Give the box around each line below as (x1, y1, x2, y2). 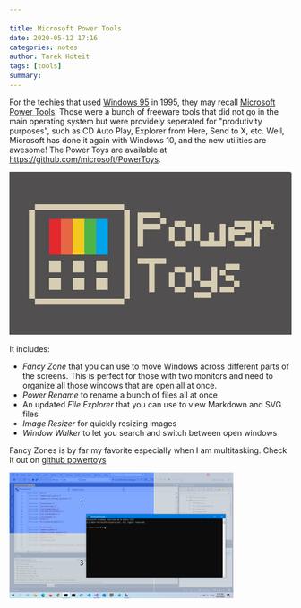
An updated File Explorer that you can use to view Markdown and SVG (21, 399, 282, 410)
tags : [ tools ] (9, 62, 63, 71)
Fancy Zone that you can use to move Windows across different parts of (21, 361, 289, 372)
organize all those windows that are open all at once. (21, 381, 218, 391)
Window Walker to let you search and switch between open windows (21, 428, 278, 439)
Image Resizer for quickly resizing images (21, 418, 177, 429)
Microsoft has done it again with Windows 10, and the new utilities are (9, 134, 267, 145)
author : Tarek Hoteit (9, 52, 90, 62)
